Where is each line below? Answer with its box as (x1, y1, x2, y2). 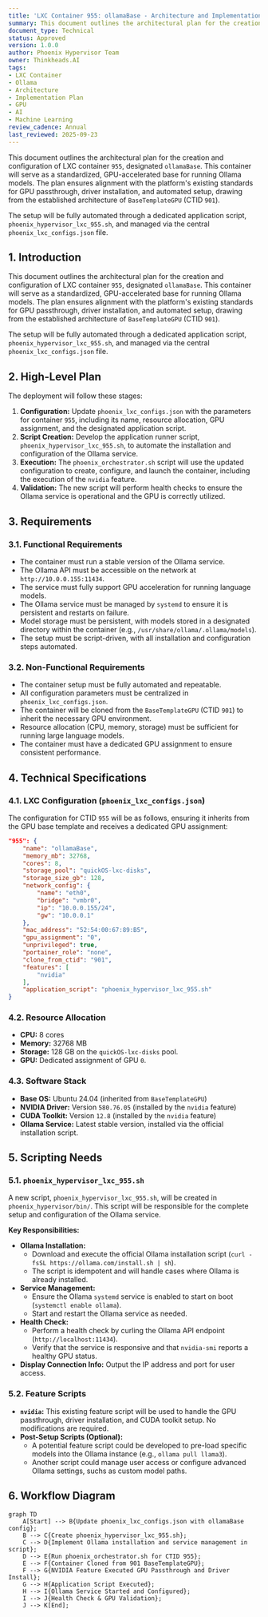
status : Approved (8, 34, 66, 42)
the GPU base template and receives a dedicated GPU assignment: (8, 821, 229, 831)
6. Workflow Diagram (8, 1489, 116, 1503)
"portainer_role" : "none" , (22, 949, 112, 957)
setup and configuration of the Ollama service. (8, 1210, 161, 1220)
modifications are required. (19, 1424, 109, 1433)
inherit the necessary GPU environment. (19, 714, 152, 723)
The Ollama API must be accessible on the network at (19, 565, 197, 575)
